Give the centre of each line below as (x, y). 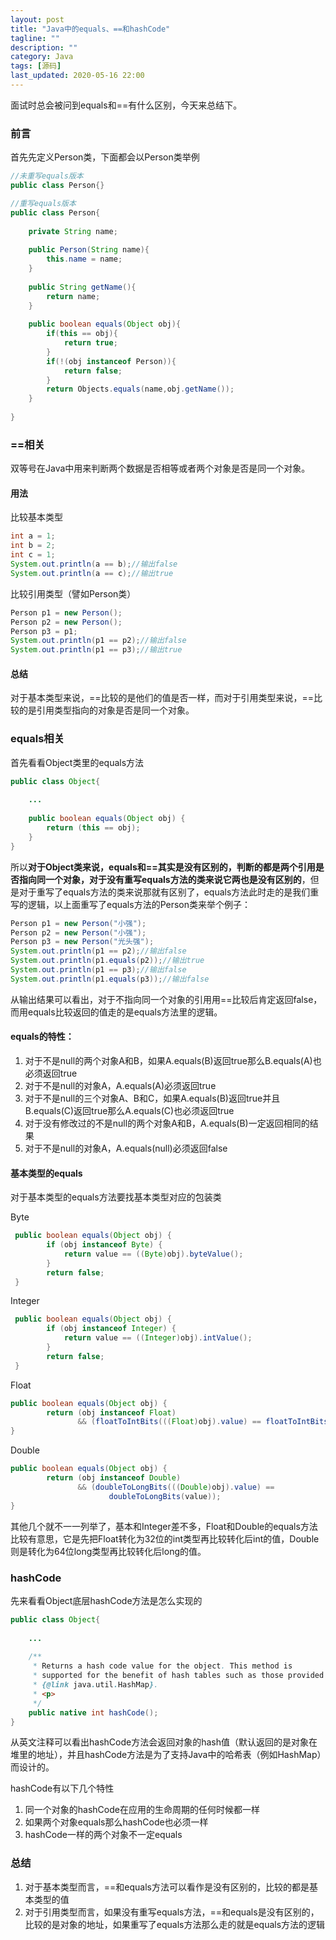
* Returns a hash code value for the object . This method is (162, 1666)
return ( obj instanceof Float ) (111, 1412)
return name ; (73, 296)
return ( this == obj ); (93, 828)
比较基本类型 (36, 517)
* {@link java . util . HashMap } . (95, 1685)
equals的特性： (42, 1037)
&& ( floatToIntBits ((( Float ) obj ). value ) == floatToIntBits (203, 1422)
